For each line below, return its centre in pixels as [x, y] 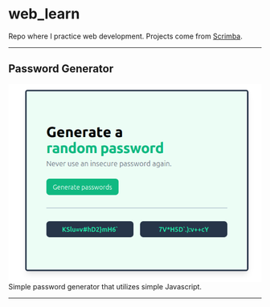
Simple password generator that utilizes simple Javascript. [105, 286]
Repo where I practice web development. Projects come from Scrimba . [126, 36]
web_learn [44, 14]
